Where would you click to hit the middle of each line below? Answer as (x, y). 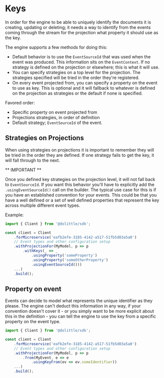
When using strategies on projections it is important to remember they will (80, 150)
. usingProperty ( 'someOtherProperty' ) (70, 260)
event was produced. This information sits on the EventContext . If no (81, 62)
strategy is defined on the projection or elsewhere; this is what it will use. (86, 67)
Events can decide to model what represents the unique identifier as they (79, 301)
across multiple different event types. (43, 205)
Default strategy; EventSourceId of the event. (57, 123)
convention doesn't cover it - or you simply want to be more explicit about (80, 311)
